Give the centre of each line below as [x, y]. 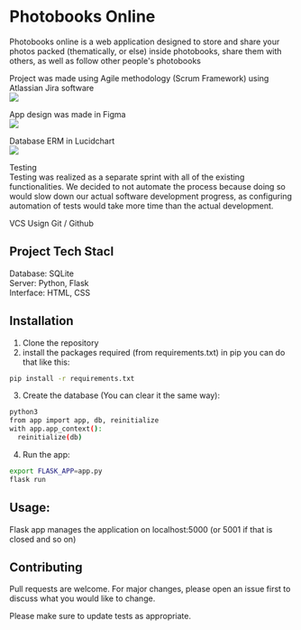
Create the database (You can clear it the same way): [121, 395]
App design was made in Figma [68, 114]
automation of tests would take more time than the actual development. [141, 206]
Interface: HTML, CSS [50, 292]
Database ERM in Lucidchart [62, 141]
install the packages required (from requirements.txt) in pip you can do [154, 352]
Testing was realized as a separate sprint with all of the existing [127, 177]
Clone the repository [60, 343]
